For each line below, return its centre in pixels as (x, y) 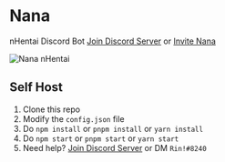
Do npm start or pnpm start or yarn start (101, 138)
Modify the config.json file (73, 118)
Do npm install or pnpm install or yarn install (112, 128)
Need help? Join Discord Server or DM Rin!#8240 (114, 147)
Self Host (36, 87)
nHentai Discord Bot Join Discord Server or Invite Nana (113, 41)
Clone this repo (51, 109)
